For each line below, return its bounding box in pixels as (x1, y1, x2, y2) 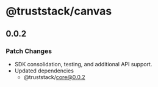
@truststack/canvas (5, 4, 112, 18)
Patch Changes (5, 47, 52, 55)
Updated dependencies (14, 67, 74, 74)
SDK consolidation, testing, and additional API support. (14, 60, 153, 68)
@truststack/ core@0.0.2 (23, 73, 86, 80)
